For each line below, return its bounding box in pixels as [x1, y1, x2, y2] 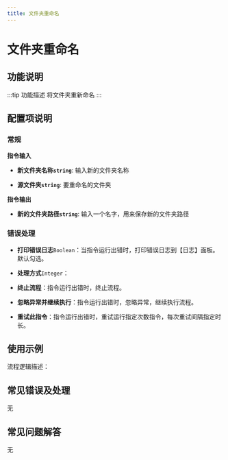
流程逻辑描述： [7, 363, 49, 371]
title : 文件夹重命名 [7, 10, 60, 17]
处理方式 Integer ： [16, 269, 69, 277]
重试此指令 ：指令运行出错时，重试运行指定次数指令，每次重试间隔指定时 [16, 313, 221, 321]
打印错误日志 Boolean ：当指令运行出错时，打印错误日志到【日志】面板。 [16, 245, 219, 254]
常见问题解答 [7, 426, 62, 437]
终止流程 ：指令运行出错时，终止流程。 [16, 283, 125, 291]
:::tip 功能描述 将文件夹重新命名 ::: [7, 90, 102, 99]
